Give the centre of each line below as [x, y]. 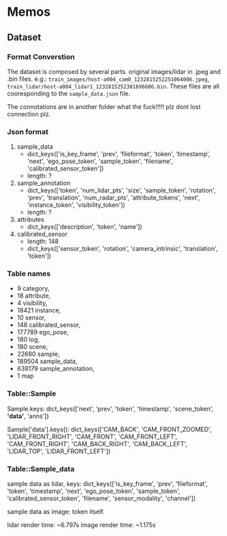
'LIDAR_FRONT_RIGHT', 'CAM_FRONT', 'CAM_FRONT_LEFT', [92, 437]
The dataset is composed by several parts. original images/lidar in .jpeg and [114, 71]
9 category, [33, 289]
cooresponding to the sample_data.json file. [69, 93]
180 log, [28, 339]
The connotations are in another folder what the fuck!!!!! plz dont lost [104, 106]
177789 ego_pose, [43, 332]
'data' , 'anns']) [28, 416]
